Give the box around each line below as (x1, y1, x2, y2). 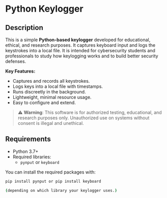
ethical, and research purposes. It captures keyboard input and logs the (5, 42, 156, 48)
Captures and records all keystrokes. (12, 78, 90, 84)
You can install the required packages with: (5, 169, 96, 175)
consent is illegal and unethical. (17, 120, 84, 126)
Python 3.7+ (12, 148, 39, 154)
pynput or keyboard (20, 159, 60, 165)
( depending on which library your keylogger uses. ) (5, 188, 117, 193)
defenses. (5, 58, 26, 64)
